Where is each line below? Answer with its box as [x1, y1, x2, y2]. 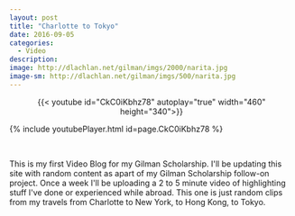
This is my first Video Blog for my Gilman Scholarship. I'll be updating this [9, 158, 282, 169]
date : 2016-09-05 [9, 30, 75, 39]
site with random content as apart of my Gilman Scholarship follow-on [9, 167, 270, 178]
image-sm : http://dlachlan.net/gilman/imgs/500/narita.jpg [9, 72, 236, 81]
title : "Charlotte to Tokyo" [9, 22, 119, 31]
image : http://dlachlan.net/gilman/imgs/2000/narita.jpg [9, 64, 228, 73]
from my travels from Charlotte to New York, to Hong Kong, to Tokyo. [9, 196, 266, 207]
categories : [9, 38, 54, 48]
